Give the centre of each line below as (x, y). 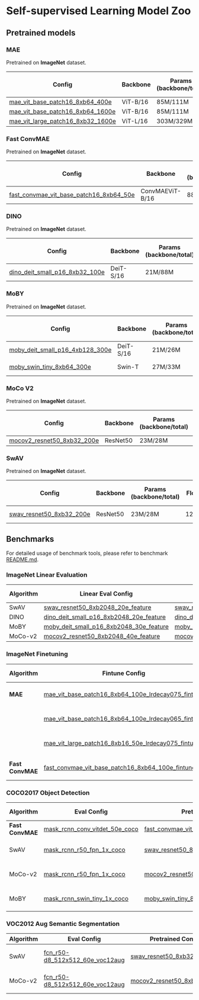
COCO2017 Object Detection (48, 793)
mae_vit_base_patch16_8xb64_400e (60, 102)
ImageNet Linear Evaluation (47, 575)
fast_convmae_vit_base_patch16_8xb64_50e (72, 195)
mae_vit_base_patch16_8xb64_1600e (62, 111)
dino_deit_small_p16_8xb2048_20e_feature (105, 617)
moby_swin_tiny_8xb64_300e (50, 366)
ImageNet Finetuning (37, 654)
